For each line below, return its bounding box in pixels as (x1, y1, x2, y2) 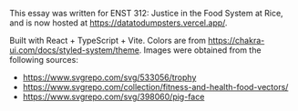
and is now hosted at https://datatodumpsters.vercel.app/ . (9, 17, 228, 28)
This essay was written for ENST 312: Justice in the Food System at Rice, (9, 8, 284, 18)
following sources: (9, 55, 79, 65)
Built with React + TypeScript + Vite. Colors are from (9, 35, 207, 45)
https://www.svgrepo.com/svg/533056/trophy (22, 72, 197, 83)
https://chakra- (208, 35, 265, 45)
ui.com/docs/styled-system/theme (9, 45, 139, 55)
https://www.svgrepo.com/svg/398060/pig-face (22, 91, 205, 102)
